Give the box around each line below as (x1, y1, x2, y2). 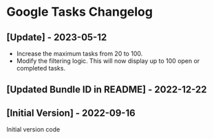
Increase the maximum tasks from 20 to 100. (16, 49, 143, 58)
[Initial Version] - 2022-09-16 (6, 107, 136, 118)
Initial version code (6, 125, 61, 134)
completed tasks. (16, 64, 66, 72)
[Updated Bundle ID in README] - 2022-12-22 (6, 84, 207, 96)
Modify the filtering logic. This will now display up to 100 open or (16, 57, 200, 65)
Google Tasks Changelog (6, 4, 153, 20)
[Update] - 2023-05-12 (6, 31, 107, 43)
